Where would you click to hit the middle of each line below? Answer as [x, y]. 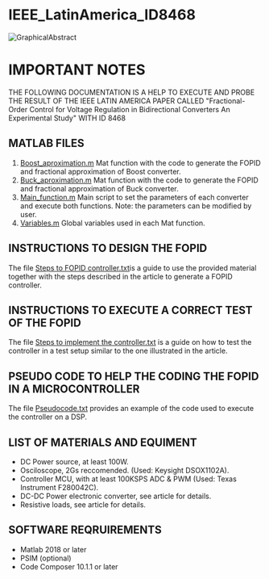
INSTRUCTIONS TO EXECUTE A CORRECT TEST [130, 310]
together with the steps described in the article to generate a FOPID [121, 276]
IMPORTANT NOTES [77, 70]
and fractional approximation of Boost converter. [100, 171]
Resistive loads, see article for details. [83, 504]
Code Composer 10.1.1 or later [69, 566]
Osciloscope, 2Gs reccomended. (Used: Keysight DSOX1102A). [124, 470]
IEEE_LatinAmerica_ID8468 [102, 15]
